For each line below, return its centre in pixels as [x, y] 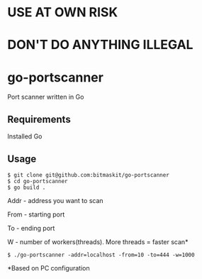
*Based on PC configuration [49, 268]
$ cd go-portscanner [38, 181]
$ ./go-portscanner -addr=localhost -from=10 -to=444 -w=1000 [101, 255]
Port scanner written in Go [46, 97]
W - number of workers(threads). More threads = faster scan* [98, 241]
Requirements [39, 119]
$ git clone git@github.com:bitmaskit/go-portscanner [89, 175]
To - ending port [31, 228]
